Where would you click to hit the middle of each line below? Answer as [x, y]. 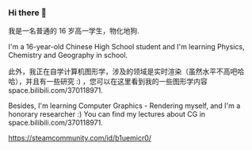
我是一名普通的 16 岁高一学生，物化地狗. [74, 31]
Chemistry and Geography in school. [68, 56]
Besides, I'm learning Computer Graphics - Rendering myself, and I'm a [124, 106]
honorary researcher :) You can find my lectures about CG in [107, 114]
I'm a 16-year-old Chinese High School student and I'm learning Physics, [126, 47]
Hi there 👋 [28, 13]
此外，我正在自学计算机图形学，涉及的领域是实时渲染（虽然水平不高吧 [123, 71]
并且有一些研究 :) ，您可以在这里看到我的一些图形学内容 [116, 82]
